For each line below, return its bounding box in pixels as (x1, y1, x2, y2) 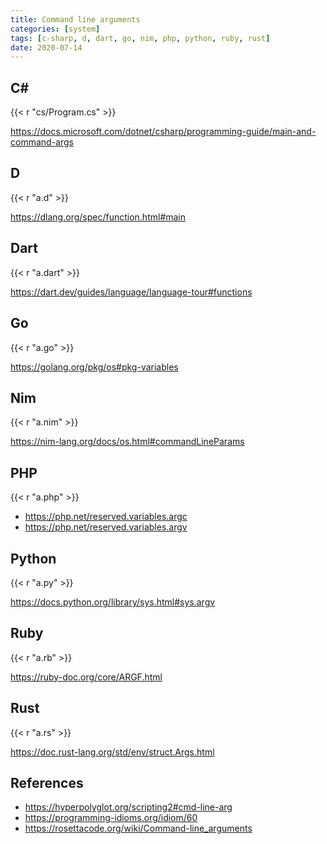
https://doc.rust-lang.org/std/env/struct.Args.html (10, 746, 215, 758)
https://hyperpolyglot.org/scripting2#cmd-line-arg (24, 801, 233, 813)
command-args (10, 136, 74, 148)
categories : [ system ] (10, 24, 101, 34)
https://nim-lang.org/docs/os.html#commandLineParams (10, 436, 245, 448)
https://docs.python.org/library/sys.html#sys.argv (10, 596, 216, 608)
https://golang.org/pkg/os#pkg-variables (10, 361, 179, 373)
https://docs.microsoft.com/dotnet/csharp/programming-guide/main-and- (10, 126, 317, 138)
